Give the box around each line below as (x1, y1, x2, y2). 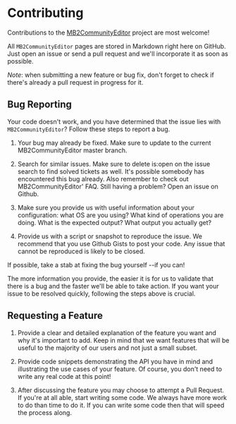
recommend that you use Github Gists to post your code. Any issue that (17, 239, 225, 248)
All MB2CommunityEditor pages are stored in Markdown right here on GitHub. (7, 42, 227, 50)
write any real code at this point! (17, 372, 111, 380)
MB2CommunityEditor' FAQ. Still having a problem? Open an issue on (17, 182, 218, 190)
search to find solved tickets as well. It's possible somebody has (17, 167, 205, 176)
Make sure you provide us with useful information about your (17, 203, 195, 212)
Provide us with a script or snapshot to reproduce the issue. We (17, 231, 203, 241)
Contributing (7, 5, 84, 21)
